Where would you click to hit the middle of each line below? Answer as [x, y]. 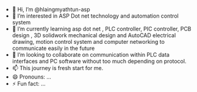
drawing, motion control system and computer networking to [88, 42]
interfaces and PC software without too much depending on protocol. [99, 61]
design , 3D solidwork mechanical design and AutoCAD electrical [94, 35]
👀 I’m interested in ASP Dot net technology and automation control [95, 16]
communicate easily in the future [53, 48]
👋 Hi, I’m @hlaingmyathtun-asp [51, 9]
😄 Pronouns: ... [32, 77]
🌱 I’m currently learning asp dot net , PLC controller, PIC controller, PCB [102, 29]
